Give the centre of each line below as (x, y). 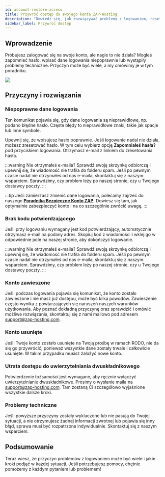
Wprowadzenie (29, 43)
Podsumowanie (29, 447)
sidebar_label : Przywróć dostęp (38, 23)
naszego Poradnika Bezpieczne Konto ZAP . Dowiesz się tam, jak (71, 200)
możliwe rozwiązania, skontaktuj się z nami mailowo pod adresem (72, 314)
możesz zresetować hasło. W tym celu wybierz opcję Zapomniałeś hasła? (81, 145)
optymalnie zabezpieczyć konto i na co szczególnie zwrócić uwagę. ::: (76, 206)
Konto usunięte (24, 332)
